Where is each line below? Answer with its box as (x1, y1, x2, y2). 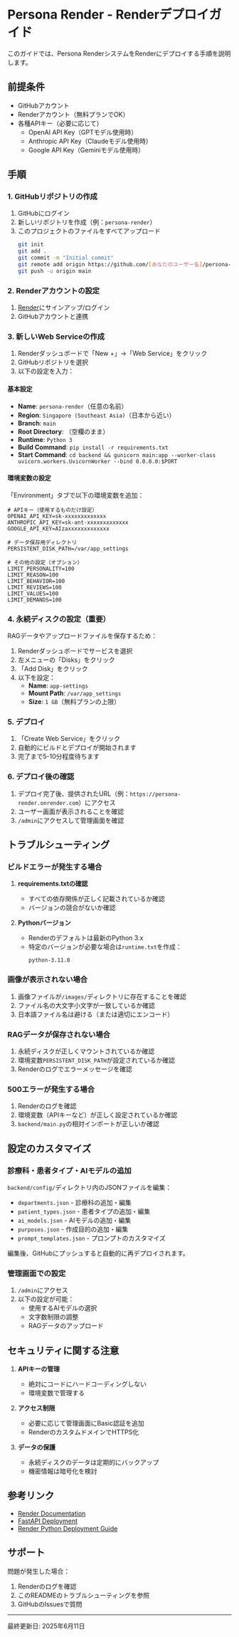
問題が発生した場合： (7, 1567, 70, 1575)
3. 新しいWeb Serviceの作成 (7, 332, 105, 342)
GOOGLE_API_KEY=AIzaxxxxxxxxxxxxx (7, 525, 110, 532)
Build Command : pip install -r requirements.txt (17, 443, 169, 451)
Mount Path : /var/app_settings (28, 689, 122, 698)
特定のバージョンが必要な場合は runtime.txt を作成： (28, 942, 183, 951)
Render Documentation (17, 1509, 86, 1517)
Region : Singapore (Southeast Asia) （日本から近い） (17, 411, 176, 419)
